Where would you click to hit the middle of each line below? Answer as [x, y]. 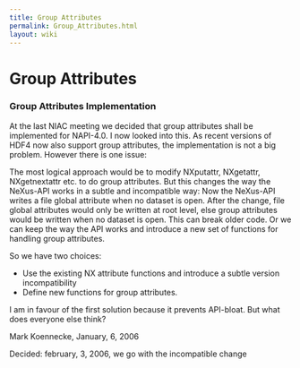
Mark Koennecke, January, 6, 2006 [74, 336]
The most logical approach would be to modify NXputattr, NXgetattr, [135, 172]
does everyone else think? [58, 319]
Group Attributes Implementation [83, 107]
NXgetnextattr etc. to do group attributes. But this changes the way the [140, 181]
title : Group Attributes [56, 17]
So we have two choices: [56, 255]
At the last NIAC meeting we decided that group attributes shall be [131, 125]
